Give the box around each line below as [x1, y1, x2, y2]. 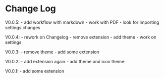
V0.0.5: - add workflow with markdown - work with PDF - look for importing [5, 19, 160, 25]
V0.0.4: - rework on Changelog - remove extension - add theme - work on [5, 34, 157, 40]
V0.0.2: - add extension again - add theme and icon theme [5, 58, 125, 64]
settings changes [5, 24, 41, 30]
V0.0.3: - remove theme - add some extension [5, 49, 100, 55]
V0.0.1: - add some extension [5, 68, 64, 74]
